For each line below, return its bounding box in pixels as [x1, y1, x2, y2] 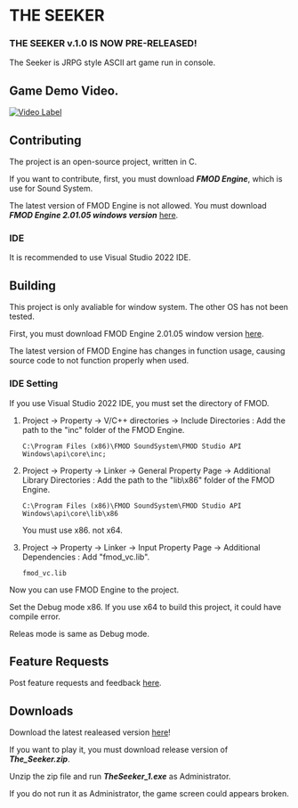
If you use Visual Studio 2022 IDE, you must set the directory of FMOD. [9, 397, 270, 408]
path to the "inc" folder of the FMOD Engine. [21, 424, 185, 435]
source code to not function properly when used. [9, 355, 189, 366]
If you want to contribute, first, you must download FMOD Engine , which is [9, 174, 283, 184]
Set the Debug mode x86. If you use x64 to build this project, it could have [9, 601, 282, 612]
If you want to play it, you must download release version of [9, 745, 229, 755]
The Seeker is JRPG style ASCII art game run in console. [9, 57, 216, 68]
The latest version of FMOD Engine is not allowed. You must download [9, 200, 267, 211]
